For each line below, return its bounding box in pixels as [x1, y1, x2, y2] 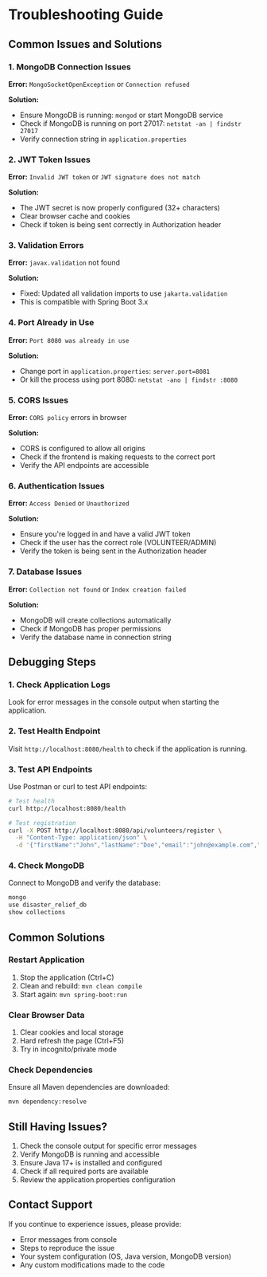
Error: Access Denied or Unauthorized [8, 498, 130, 508]
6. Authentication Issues [8, 480, 105, 491]
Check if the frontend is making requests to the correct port [19, 452, 216, 462]
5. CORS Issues [8, 395, 69, 406]
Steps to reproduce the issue [19, 1243, 115, 1252]
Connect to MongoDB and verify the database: [8, 878, 161, 888]
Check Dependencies [8, 1064, 94, 1075]
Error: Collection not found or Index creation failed [8, 584, 187, 594]
